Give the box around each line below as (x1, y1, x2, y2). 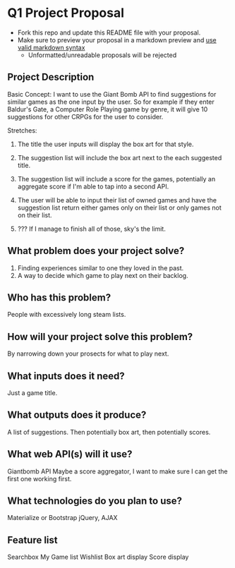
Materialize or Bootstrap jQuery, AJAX (7, 514, 118, 522)
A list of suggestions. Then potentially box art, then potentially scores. (7, 428, 211, 436)
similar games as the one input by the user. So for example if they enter (7, 97, 215, 106)
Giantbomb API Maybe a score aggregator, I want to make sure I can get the (7, 467, 228, 476)
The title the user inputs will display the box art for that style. (17, 140, 194, 148)
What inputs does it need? (7, 370, 125, 382)
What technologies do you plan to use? (7, 495, 182, 507)
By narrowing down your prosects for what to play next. (7, 349, 169, 358)
